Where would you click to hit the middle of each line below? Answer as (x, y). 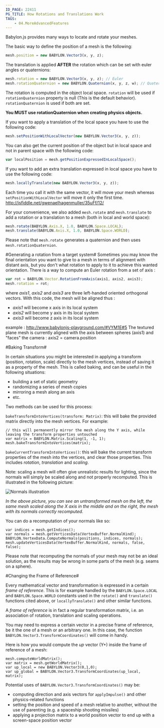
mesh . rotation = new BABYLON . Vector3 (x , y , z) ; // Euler (64, 79)
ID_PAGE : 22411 (21, 10)
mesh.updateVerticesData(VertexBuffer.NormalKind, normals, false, (75, 543)
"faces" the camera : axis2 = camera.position (51, 338)
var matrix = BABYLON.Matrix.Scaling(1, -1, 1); (56, 439)
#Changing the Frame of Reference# (42, 576)
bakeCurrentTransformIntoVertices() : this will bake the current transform (79, 452)
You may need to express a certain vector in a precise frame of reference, (80, 625)
